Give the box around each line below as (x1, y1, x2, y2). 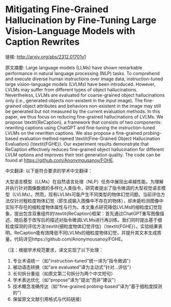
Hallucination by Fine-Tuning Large (5, 14, 157, 26)
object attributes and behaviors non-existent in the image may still (22, 103, 161, 109)
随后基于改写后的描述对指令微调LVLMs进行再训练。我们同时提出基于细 (14, 217, 162, 223)
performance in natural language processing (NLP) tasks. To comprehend (5, 70, 160, 76)
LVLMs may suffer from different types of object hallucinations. (5, 86, 138, 92)
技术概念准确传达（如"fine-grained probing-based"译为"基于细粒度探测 (12, 283, 162, 289)
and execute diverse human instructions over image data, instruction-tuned (5, 76, 163, 82)
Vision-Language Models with (5, 26, 135, 37)
